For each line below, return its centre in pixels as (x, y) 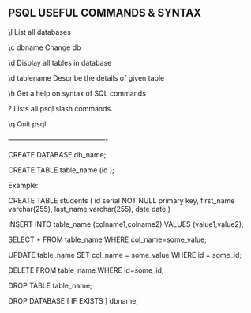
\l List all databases (39, 32)
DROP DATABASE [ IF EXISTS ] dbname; (73, 300)
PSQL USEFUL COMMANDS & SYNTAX (105, 13)
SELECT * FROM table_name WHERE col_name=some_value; (108, 239)
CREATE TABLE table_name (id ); (61, 170)
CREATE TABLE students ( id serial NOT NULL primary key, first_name (122, 200)
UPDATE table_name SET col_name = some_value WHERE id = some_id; (125, 255)
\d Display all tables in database (60, 62)
